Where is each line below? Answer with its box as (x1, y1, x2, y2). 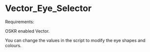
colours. (5, 42, 22, 48)
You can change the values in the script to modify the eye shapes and (5, 37, 146, 43)
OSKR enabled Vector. (5, 28, 50, 34)
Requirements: (5, 19, 34, 25)
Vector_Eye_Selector (5, 3, 92, 14)
